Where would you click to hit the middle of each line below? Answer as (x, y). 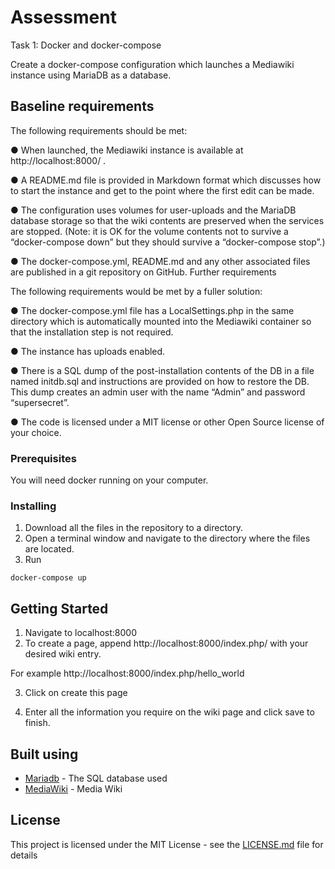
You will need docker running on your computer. (109, 480)
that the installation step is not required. (92, 332)
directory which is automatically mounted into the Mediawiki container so (161, 321)
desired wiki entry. (63, 654)
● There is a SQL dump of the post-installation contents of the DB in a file (162, 370)
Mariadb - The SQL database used (96, 778)
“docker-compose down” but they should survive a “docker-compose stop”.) (168, 242)
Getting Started (59, 608)
